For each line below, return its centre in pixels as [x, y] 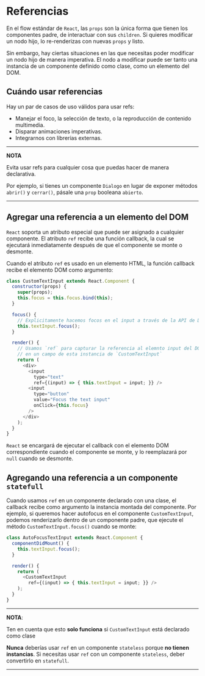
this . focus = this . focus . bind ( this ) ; [65, 298]
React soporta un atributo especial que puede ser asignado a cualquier [95, 232]
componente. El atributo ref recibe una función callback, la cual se [90, 238]
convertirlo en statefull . [38, 660]
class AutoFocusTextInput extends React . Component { [75, 538]
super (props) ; [35, 292]
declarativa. [21, 174]
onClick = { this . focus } [61, 406]
